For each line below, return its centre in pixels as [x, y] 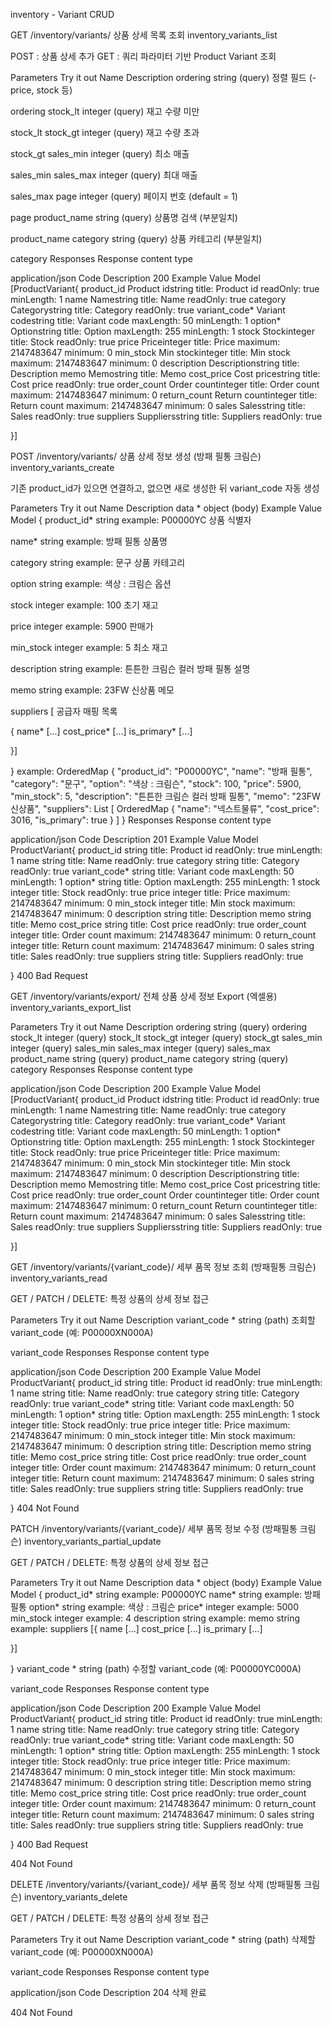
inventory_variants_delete [75, 1897]
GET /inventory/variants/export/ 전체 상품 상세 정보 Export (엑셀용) [144, 996]
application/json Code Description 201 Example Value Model [134, 839]
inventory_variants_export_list [71, 1007]
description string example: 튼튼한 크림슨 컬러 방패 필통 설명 [130, 668]
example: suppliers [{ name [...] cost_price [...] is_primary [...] [136, 1628]
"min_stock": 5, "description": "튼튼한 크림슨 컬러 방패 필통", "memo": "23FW [165, 796]
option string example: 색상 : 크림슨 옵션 [91, 583]
